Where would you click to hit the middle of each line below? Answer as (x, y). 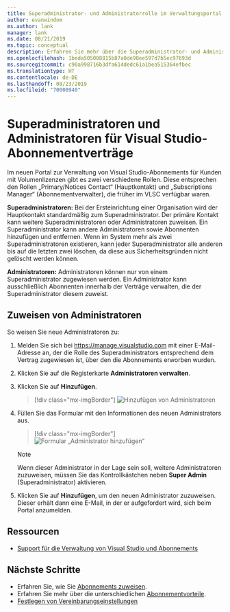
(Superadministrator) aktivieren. (62, 482)
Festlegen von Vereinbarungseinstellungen (77, 601)
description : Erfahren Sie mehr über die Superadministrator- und (104, 52)
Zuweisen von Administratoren (75, 316)
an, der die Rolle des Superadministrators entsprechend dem (128, 352)
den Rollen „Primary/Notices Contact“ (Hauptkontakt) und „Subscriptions (110, 187)
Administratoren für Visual (84, 139)
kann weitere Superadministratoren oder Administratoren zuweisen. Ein (107, 222)
